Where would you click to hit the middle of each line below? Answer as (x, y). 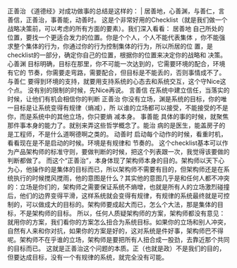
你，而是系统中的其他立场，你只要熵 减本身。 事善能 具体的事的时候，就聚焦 (118, 116)
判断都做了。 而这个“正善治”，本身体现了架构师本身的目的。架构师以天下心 (116, 160)
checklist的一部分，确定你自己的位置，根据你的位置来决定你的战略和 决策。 (117, 55)
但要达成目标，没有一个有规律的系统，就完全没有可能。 (87, 257)
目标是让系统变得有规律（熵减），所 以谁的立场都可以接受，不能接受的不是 (121, 108)
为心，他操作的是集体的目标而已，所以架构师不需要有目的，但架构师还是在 (115, 169)
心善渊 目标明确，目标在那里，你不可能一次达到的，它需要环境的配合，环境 (116, 64)
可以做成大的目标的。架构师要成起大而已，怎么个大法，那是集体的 (121, 204)
